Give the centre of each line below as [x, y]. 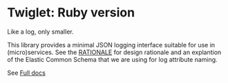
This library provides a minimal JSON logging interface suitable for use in [111, 45]
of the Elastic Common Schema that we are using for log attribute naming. [112, 59]
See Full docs [27, 73]
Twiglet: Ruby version [71, 13]
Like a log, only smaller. [40, 32]
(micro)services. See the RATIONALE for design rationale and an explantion [114, 52]
